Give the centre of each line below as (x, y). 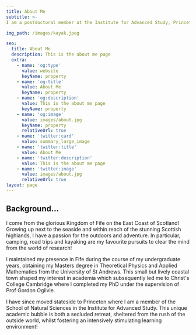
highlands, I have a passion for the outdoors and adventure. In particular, (93, 235)
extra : (19, 60)
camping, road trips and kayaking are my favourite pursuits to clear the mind (98, 241)
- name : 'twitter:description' (55, 158)
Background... (33, 209)
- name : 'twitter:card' (45, 136)
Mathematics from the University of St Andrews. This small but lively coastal (98, 271)
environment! (22, 326)
